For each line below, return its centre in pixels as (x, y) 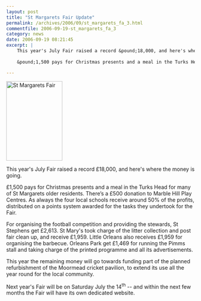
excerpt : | (20, 46)
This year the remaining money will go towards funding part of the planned (98, 261)
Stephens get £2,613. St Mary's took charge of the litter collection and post (99, 230)
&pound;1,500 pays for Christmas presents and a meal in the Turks (103, 62)
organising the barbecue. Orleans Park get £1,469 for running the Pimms (96, 243)
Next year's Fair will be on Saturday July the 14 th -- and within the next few (99, 286)
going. (14, 175)
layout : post (22, 12)
